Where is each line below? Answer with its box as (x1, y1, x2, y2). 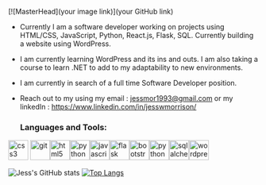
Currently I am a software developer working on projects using (19, 22, 225, 31)
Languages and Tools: (19, 121, 107, 133)
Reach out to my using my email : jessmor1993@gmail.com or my (19, 94, 233, 102)
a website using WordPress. (19, 39, 111, 48)
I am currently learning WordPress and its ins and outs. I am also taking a (19, 55, 258, 64)
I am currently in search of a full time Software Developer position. (19, 79, 237, 87)
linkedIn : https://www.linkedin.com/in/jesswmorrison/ (19, 102, 197, 111)
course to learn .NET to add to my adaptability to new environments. (19, 63, 244, 72)
